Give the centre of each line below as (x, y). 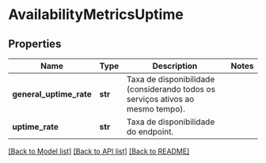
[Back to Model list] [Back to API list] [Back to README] (99, 151)
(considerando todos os (171, 89)
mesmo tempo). (156, 109)
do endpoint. (150, 132)
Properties (35, 44)
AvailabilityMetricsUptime (96, 15)
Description (175, 66)
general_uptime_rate (52, 94)
